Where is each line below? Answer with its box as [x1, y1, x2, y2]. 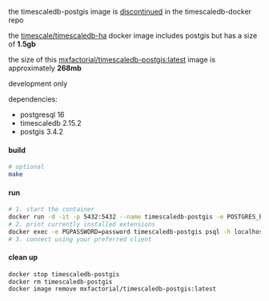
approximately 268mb [8, 63, 82, 73]
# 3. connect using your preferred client [8, 235, 152, 243]
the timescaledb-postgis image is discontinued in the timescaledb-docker [8, 7, 252, 16]
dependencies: [8, 94, 58, 103]
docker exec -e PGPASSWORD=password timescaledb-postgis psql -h [8, 227, 231, 235]
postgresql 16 [19, 110, 66, 119]
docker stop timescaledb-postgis [8, 270, 120, 279]
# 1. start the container [8, 206, 94, 214]
